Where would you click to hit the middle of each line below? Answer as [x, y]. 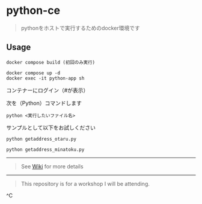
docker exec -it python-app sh [45, 78]
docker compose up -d [33, 73]
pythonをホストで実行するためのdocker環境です [80, 28]
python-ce [33, 11]
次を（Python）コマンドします [44, 103]
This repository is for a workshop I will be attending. [85, 183]
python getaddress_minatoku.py [45, 149]
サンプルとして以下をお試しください [51, 127]
